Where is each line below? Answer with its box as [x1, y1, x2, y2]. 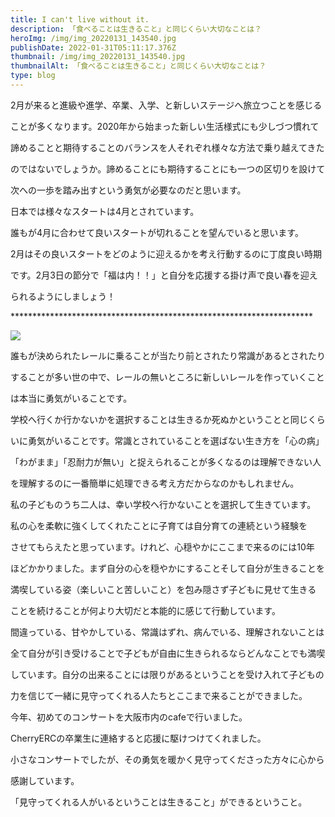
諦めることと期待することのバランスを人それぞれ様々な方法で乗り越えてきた [10, 141, 325, 153]
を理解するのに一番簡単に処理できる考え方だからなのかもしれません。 [10, 477, 300, 489]
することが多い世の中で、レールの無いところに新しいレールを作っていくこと [10, 371, 325, 383]
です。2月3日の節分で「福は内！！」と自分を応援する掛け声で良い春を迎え [10, 269, 318, 281]
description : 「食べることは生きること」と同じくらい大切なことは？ [10, 24, 262, 34]
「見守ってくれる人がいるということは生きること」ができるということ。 [10, 796, 308, 808]
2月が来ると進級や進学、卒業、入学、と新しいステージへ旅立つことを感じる [10, 99, 323, 111]
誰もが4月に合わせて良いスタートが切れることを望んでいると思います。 [10, 226, 304, 238]
